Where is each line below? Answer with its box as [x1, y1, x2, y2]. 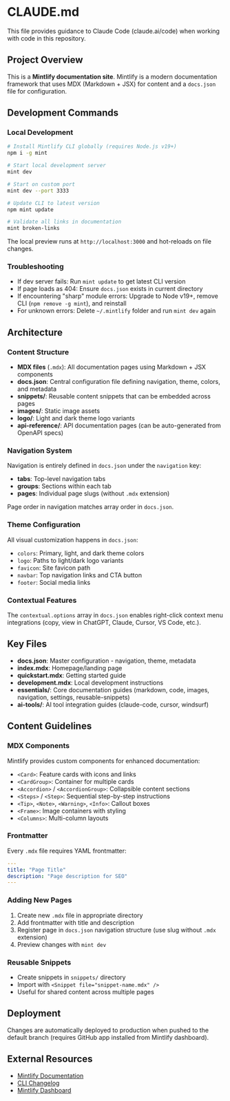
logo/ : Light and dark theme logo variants [17, 414, 136, 423]
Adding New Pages [7, 895, 72, 905]
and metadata [17, 385, 57, 393]
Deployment [7, 1007, 61, 1019]
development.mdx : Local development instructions [17, 678, 164, 687]
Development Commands [7, 107, 119, 119]
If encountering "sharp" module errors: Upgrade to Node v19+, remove [17, 292, 218, 300]
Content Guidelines [7, 720, 92, 732]
